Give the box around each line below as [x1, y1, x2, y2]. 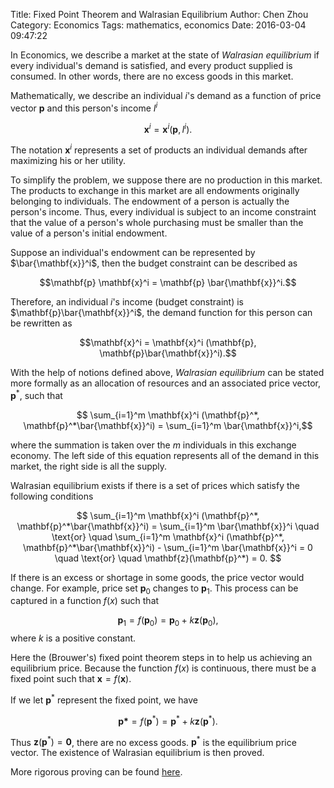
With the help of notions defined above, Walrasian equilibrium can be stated [10, 366, 325, 378]
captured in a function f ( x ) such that [10, 595, 160, 607]
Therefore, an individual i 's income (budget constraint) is [10, 295, 244, 308]
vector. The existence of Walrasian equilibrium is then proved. [10, 747, 265, 759]
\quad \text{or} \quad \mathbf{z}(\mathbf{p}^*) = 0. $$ [54, 552, 282, 564]
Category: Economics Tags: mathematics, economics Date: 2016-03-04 [10, 19, 307, 31]
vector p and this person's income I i [10, 100, 158, 114]
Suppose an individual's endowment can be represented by [10, 246, 256, 258]
